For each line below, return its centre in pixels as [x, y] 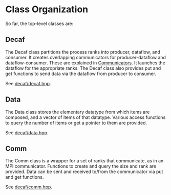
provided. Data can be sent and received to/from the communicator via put [84, 172]
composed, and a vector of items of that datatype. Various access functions [85, 117]
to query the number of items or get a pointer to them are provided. [76, 123]
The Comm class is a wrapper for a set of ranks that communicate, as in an [84, 161]
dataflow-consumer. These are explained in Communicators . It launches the [85, 63]
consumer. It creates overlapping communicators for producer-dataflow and [86, 57]
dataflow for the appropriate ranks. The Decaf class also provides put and [83, 68]
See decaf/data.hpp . [27, 132]
